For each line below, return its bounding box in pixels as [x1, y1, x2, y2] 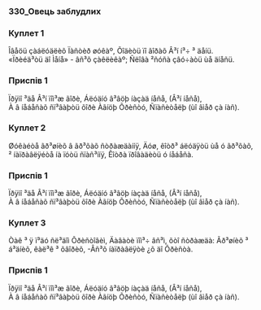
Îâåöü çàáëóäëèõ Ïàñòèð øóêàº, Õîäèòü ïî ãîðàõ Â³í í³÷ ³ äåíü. [8, 46, 214, 56]
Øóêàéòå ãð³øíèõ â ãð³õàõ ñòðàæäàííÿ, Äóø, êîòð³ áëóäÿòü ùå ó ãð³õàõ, [8, 141, 254, 151]
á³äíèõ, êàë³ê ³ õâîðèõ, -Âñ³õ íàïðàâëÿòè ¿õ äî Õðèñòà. [8, 244, 194, 254]
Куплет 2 [8, 122, 46, 133]
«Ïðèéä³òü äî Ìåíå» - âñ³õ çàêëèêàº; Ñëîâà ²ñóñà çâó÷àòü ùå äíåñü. [8, 55, 235, 64]
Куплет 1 [8, 27, 45, 38]
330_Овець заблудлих [8, 6, 102, 17]
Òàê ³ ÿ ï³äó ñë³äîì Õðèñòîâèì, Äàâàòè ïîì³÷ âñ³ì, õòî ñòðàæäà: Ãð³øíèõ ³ [8, 236, 249, 246]
